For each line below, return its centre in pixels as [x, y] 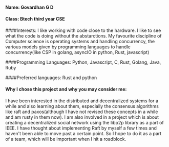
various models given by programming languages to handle [68, 47]
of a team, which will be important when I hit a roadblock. [66, 139]
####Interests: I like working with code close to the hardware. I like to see [83, 30]
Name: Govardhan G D [29, 7]
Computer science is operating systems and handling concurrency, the [80, 41]
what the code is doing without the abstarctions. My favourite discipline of [84, 35]
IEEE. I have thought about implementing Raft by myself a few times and [81, 128]
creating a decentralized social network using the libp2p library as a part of [84, 123]
